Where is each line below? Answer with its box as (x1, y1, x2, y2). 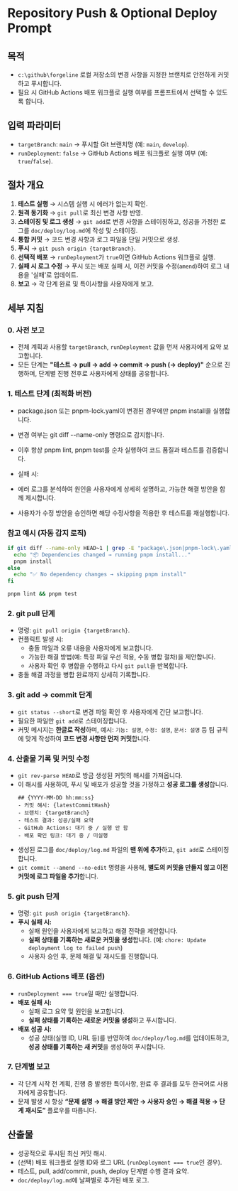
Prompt (7, 20, 52, 36)
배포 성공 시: (17, 1025, 52, 1033)
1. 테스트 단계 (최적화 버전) (7, 389, 92, 399)
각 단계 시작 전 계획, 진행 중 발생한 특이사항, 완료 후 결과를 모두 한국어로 (17, 1079, 216, 1088)
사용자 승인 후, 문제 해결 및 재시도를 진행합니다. (28, 952, 159, 961)
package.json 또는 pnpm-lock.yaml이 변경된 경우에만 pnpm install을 (17, 406, 212, 415)
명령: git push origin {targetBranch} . (17, 909, 130, 917)
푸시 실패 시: (17, 918, 52, 927)
